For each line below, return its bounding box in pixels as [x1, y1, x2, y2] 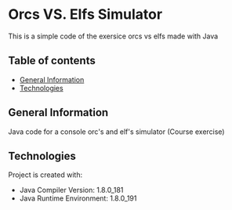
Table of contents [8, 54, 96, 67]
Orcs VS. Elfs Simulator [8, 5, 163, 24]
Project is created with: [8, 170, 83, 179]
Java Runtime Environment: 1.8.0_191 [19, 194, 137, 203]
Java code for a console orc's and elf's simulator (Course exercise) [8, 127, 225, 136]
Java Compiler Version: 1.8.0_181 [19, 186, 124, 195]
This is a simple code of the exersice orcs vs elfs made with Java [8, 31, 219, 41]
